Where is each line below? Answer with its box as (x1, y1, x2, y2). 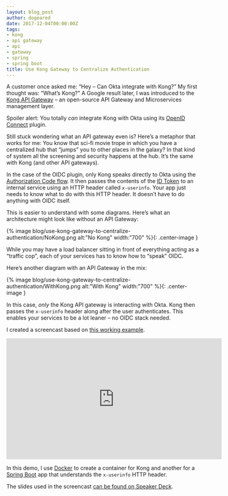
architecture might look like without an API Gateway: (6, 216, 139, 223)
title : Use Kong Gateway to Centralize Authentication (6, 66, 150, 73)
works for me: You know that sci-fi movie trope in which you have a (6, 140, 177, 147)
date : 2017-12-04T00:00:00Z (6, 20, 79, 26)
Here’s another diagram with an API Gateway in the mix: (6, 264, 147, 272)
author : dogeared (6, 15, 51, 21)
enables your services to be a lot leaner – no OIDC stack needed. (6, 314, 171, 321)
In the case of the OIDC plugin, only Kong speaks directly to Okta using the (6, 171, 196, 178)
